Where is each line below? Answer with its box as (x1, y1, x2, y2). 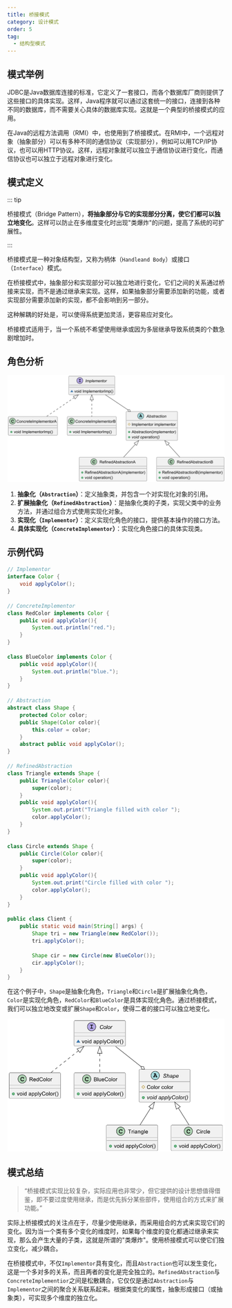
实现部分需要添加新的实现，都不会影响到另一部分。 (7, 296, 153, 304)
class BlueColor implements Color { (7, 653, 113, 660)
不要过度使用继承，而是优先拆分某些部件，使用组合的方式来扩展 (42, 1195, 224, 1203)
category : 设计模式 (7, 18, 59, 26)
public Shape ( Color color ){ (19, 719, 100, 726)
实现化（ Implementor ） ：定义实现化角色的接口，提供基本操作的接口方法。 (17, 515, 224, 524)
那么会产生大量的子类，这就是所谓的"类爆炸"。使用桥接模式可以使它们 (19, 1235, 219, 1244)
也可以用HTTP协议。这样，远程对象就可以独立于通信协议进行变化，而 (19, 146, 217, 154)
